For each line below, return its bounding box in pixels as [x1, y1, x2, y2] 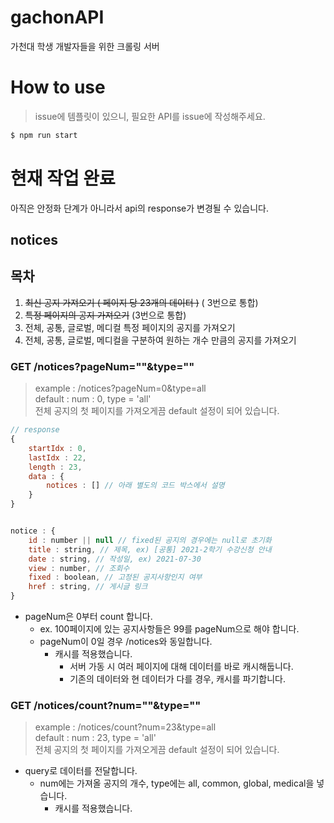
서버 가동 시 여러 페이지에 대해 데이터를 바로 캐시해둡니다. [69, 661, 294, 673]
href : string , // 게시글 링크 [28, 582, 148, 592]
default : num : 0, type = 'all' [34, 393, 152, 405]
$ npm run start [10, 130, 78, 140]
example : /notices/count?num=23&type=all [34, 721, 217, 733]
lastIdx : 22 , [28, 452, 87, 463]
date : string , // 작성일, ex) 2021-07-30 [28, 554, 202, 564]
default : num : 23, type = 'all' [34, 732, 157, 744]
